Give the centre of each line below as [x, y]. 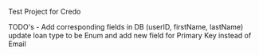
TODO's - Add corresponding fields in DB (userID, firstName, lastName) [126, 27]
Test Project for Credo [45, 12]
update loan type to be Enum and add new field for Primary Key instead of [130, 35]
